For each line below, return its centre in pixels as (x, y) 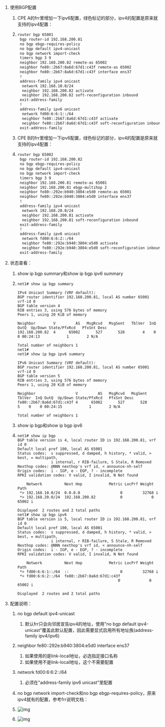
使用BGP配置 (23, 7)
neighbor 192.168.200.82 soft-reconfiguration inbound (80, 95)
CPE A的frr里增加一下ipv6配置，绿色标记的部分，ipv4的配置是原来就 (87, 18)
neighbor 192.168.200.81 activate (58, 215)
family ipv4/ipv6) (42, 636)
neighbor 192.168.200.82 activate (58, 91)
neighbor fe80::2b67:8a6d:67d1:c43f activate (70, 118)
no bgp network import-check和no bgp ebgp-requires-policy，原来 (86, 693)
